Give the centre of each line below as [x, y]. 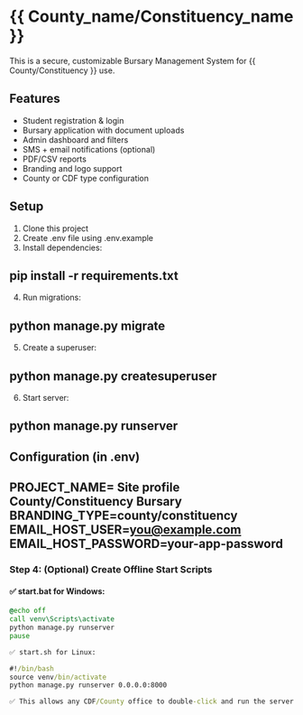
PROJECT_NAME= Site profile [95, 488]
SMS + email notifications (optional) [89, 149]
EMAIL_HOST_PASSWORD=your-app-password [147, 544]
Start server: [46, 398]
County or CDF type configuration [86, 178]
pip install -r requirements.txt [94, 276]
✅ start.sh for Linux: [53, 652]
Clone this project [55, 228]
